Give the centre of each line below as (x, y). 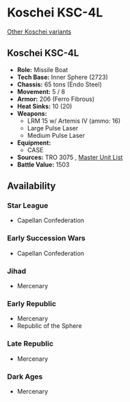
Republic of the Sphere (49, 326)
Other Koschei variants (39, 32)
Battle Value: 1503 (43, 164)
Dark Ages (25, 377)
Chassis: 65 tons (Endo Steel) (60, 84)
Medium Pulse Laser (56, 135)
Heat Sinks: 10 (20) (44, 106)
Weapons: (32, 113)
